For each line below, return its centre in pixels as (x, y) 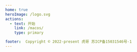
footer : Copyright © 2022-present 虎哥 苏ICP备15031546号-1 (68, 42)
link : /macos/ (29, 28)
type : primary (29, 33)
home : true (17, 10)
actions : (14, 19)
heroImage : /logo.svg (28, 14)
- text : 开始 (23, 24)
